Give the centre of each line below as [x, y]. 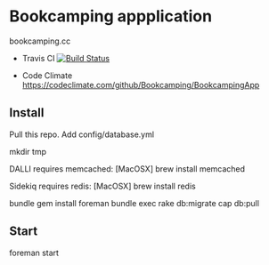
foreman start [34, 253]
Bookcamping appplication [110, 16]
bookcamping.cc [40, 41]
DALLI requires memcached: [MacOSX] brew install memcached [127, 169]
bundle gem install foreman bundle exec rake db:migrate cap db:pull [134, 203]
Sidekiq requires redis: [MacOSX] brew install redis [102, 186]
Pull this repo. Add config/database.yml [82, 134]
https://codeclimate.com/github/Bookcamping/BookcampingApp [141, 84]
